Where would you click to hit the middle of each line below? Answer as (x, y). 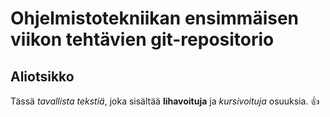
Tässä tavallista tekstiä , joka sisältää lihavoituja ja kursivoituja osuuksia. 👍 (165, 101)
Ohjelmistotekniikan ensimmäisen (155, 18)
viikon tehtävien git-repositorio (142, 39)
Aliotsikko (42, 76)
